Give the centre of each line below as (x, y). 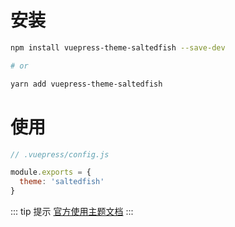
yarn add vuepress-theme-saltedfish (86, 84)
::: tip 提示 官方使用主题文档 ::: (72, 211)
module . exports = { (51, 172)
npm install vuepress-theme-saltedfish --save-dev (118, 47)
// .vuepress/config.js (60, 154)
